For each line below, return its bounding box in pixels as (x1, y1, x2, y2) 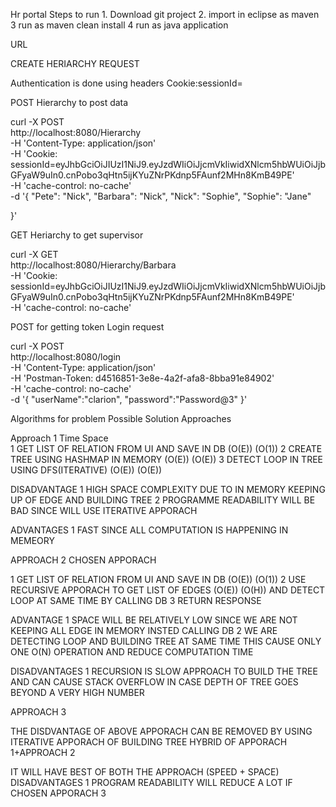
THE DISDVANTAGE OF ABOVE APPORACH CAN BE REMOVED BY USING (10, 725, 313, 737)
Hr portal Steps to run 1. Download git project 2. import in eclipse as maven (10, 9, 320, 20)
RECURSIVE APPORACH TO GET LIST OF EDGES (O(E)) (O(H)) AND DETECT (10, 584, 326, 596)
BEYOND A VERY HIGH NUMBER (10, 687, 145, 698)
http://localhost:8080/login (10, 351, 122, 363)
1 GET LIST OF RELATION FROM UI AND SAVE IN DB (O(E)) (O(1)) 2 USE (10, 574, 307, 585)
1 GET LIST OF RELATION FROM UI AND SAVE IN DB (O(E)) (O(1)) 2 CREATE (10, 443, 323, 454)
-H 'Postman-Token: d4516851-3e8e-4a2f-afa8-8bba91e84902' (10, 372, 275, 384)
